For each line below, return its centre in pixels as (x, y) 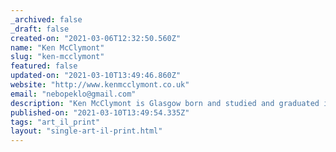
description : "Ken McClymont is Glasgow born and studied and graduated (165, 103)
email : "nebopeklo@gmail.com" (73, 94)
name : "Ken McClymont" (57, 47)
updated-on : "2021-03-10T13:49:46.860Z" (96, 76)
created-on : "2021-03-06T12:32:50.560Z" (96, 38)
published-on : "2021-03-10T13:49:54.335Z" (100, 112)
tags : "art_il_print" (55, 122)
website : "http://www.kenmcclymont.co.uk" (100, 85)
